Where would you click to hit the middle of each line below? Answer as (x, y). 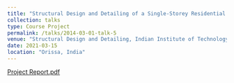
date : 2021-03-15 (32, 46)
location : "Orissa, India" (46, 53)
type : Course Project (39, 26)
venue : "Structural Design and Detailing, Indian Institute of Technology (118, 39)
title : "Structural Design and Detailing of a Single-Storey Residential (117, 13)
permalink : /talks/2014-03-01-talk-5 (62, 33)
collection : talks (34, 20)
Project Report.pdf (34, 72)
